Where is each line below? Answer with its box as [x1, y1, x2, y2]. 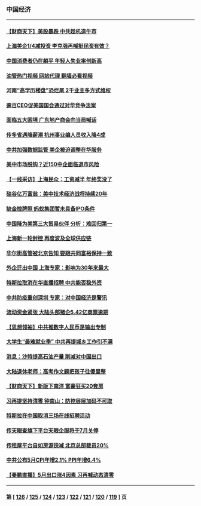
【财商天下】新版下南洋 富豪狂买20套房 [6, 382, 103, 390]
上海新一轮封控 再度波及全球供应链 [6, 235, 92, 242]
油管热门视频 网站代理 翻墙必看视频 [6, 72, 93, 79]
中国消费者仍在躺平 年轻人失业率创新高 [6, 57, 102, 65]
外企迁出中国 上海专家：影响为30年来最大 [6, 264, 109, 271]
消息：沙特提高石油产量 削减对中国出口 [6, 352, 102, 360]
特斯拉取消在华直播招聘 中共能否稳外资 [6, 279, 102, 286]
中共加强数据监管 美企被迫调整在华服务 [6, 146, 102, 153]
